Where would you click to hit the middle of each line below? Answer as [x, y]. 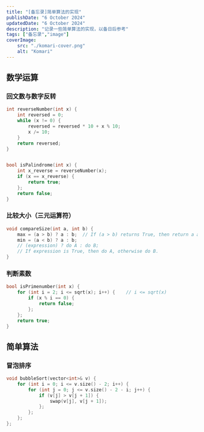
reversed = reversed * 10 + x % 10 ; [74, 126]
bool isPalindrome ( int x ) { [42, 165]
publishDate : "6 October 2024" [46, 18]
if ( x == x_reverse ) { [46, 177]
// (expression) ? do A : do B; [58, 246]
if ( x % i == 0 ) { [51, 298]
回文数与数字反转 [31, 97]
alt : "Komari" [35, 52]
